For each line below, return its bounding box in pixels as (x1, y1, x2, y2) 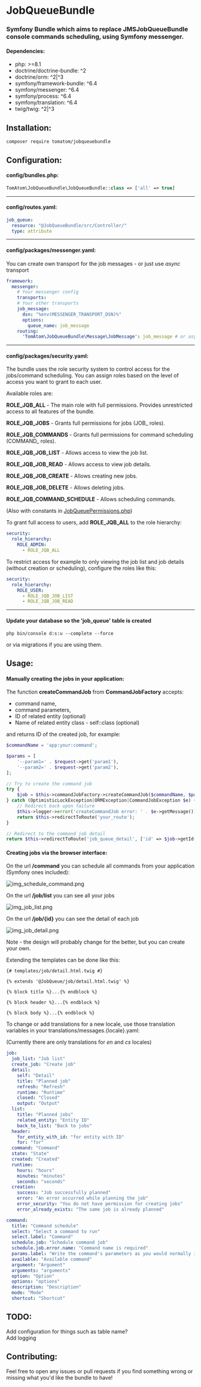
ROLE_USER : (17, 587, 44, 593)
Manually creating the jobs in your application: (6, 675, 124, 682)
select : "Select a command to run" (11, 1228, 100, 1235)
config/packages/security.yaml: (6, 352, 89, 359)
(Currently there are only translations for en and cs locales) (6, 1038, 152, 1046)
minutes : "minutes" (17, 1173, 66, 1179)
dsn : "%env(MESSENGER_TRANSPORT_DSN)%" (22, 311, 121, 317)
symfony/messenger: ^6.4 (14, 86, 80, 94)
